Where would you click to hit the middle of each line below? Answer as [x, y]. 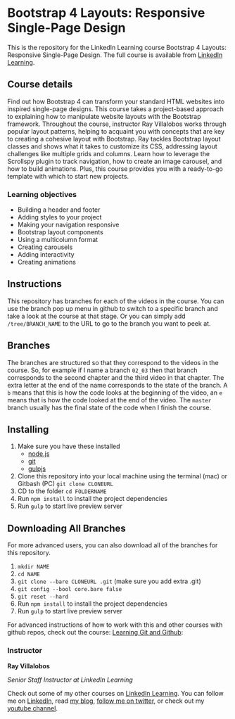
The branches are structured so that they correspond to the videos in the [113, 362]
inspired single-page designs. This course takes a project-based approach [115, 109]
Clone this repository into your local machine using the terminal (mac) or [122, 476]
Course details [40, 85]
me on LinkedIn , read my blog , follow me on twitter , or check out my [106, 701]
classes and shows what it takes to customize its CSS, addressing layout [113, 146]
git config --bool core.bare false [70, 590]
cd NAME [28, 575]
